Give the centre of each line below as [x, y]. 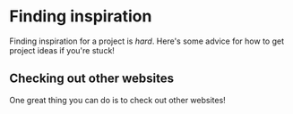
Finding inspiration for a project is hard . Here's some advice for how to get [147, 41]
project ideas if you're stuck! [62, 50]
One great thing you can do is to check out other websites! [117, 100]
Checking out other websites [92, 79]
